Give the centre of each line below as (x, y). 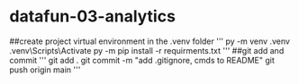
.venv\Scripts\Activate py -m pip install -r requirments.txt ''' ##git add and (147, 50)
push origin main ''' (45, 70)
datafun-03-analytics (92, 17)
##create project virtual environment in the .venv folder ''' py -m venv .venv (150, 41)
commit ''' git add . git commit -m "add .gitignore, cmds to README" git (142, 60)
